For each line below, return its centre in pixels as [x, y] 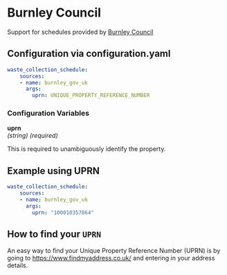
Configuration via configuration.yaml [89, 54]
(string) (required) [33, 136]
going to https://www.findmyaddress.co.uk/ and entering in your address [111, 258]
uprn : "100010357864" [63, 213]
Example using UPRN [54, 171]
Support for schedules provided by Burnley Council [80, 32]
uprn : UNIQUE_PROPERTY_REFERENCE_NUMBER [91, 96]
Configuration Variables [48, 114]
